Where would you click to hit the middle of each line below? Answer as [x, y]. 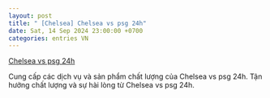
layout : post [30, 16]
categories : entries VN [49, 38]
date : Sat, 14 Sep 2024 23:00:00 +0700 [76, 31]
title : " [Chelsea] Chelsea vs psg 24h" [78, 23]
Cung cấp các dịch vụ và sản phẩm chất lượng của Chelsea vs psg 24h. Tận [135, 76]
